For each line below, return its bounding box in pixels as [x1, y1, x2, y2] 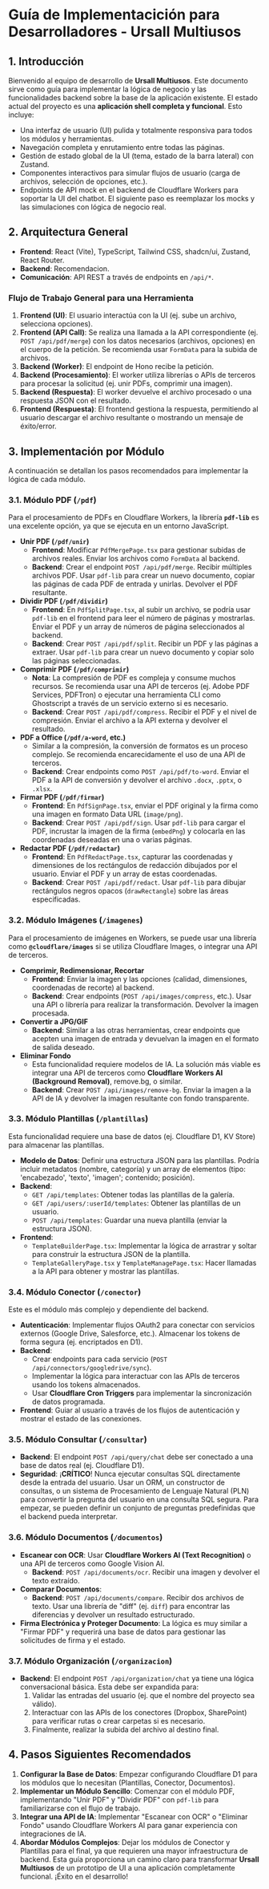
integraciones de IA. [19, 1829, 86, 1838]
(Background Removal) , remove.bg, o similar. [31, 1076, 183, 1086]
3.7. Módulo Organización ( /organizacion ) [8, 1655, 173, 1666]
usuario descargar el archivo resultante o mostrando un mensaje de [19, 413, 244, 423]
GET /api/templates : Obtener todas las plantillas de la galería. [31, 1190, 235, 1199]
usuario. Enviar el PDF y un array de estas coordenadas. [31, 869, 218, 879]
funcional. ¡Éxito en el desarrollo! [19, 1871, 129, 1881]
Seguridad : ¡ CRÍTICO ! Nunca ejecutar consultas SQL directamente [19, 1469, 241, 1479]
